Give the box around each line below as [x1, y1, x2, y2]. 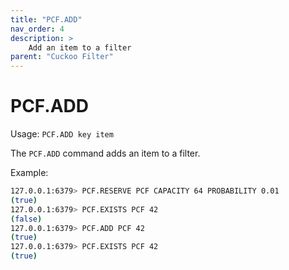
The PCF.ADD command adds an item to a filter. [10, 147, 201, 160]
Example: [10, 167, 49, 179]
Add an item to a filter [28, 42, 132, 53]
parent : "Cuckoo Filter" [10, 52, 114, 62]
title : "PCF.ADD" [10, 14, 83, 25]
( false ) [10, 214, 43, 224]
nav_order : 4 [10, 24, 65, 34]
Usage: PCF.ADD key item [10, 128, 114, 140]
